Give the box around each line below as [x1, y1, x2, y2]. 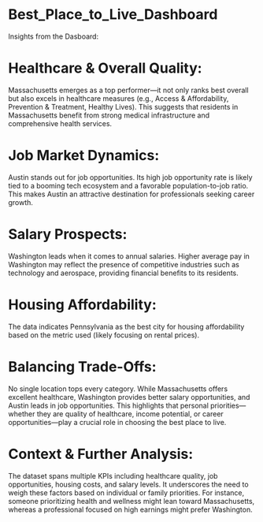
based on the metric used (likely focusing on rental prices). [8, 330, 199, 340]
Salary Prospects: [8, 226, 128, 243]
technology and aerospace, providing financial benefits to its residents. [8, 268, 239, 278]
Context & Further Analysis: [8, 445, 194, 463]
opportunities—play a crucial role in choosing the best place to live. [8, 417, 227, 427]
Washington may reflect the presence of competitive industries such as [8, 259, 240, 269]
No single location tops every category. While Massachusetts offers [8, 384, 228, 393]
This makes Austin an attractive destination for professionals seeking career [8, 189, 255, 199]
